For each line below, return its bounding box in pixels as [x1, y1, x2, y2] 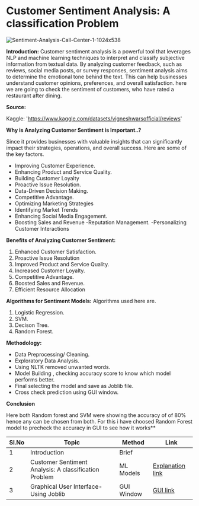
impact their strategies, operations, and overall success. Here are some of [6, 144, 187, 151]
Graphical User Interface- [30, 482, 102, 491]
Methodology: [6, 339, 42, 346]
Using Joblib [30, 489, 65, 498]
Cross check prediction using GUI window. [14, 389, 119, 396]
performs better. [14, 375, 55, 383]
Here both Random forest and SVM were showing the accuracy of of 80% [6, 411, 187, 419]
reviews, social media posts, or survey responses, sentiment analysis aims [6, 66, 188, 74]
